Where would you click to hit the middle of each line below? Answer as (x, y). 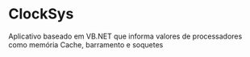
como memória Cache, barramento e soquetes (86, 44)
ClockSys (41, 14)
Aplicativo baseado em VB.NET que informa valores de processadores (125, 36)
